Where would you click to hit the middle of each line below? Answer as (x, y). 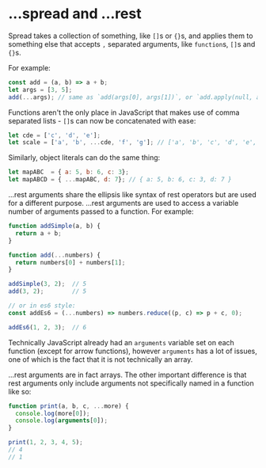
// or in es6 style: (42, 306)
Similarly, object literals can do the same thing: (84, 158)
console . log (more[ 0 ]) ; (53, 413)
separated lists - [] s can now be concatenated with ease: (102, 120)
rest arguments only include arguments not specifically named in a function (131, 383)
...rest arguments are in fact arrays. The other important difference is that (127, 375)
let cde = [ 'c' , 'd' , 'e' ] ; (55, 135)
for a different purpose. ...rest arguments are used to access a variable (123, 204)
